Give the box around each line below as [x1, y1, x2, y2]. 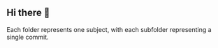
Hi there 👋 [6, 7, 50, 19]
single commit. [6, 33, 50, 41]
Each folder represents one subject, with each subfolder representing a [6, 25, 212, 33]
